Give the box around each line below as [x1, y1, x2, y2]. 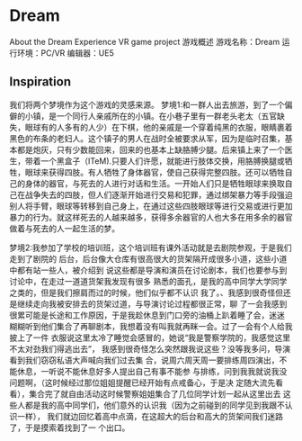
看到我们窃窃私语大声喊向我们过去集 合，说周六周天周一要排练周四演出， [9, 355, 280, 365]
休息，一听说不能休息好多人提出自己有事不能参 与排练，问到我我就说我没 [16, 365, 288, 376]
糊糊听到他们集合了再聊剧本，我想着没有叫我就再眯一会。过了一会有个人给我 [9, 320, 293, 331]
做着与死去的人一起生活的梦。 [9, 222, 120, 234]
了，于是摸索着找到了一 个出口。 [9, 422, 130, 433]
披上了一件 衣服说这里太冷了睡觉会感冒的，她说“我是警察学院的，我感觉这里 [9, 332, 291, 343]
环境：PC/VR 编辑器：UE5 [16, 47, 114, 58]
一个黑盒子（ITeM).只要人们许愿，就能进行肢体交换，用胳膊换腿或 [40, 155, 285, 166]
